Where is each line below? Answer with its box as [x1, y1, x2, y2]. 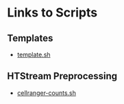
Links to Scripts [7, 5, 98, 21]
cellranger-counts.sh [16, 88, 77, 97]
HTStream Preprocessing [7, 70, 118, 82]
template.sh [16, 50, 51, 59]
